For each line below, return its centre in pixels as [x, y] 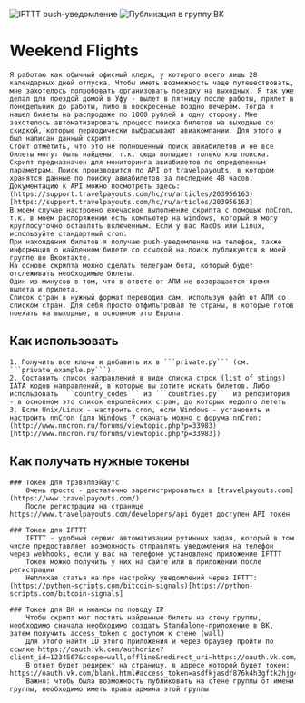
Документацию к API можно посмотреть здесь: [95, 186]
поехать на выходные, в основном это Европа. [97, 313]
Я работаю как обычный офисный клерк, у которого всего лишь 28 [133, 74]
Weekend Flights [74, 51]
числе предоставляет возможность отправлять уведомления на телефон [142, 546]
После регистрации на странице [85, 506]
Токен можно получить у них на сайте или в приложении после [143, 562]
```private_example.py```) [60, 370]
